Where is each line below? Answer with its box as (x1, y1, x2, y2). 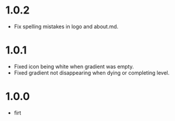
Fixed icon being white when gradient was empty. (13, 63, 134, 70)
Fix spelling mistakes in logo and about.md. (13, 23, 119, 30)
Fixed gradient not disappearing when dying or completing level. (13, 69, 170, 76)
